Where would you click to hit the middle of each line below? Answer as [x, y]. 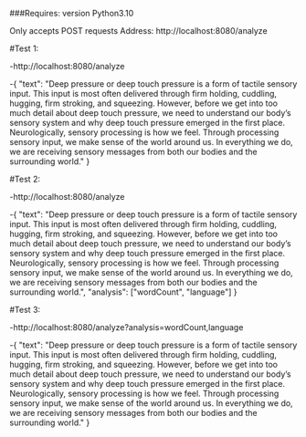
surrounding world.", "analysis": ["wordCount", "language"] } [123, 292]
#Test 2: [25, 179]
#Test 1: [24, 48]
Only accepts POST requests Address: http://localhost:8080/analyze [138, 31]
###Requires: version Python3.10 [72, 13]
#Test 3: [25, 310]
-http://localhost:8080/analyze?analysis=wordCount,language [127, 327]
